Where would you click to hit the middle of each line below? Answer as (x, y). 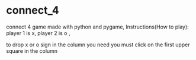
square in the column (32, 50)
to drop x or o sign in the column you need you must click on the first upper (98, 45)
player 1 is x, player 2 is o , (38, 33)
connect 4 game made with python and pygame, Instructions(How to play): (98, 27)
